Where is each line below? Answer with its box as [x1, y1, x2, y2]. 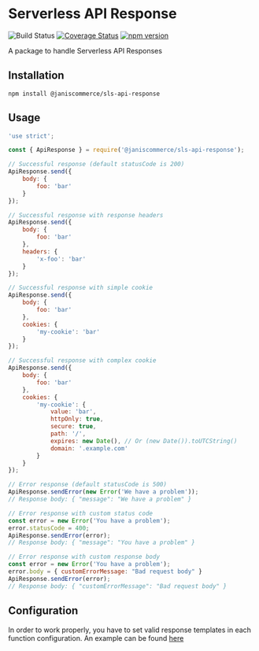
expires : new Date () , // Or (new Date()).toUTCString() [50, 437, 238, 445]
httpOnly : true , [50, 415, 104, 424]
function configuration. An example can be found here [8, 633, 184, 642]
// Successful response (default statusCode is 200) [8, 161, 185, 168]
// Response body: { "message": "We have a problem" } [8, 495, 192, 504]
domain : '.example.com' [50, 444, 128, 453]
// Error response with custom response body [8, 553, 160, 561]
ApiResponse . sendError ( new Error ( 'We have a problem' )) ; [8, 488, 199, 496]
